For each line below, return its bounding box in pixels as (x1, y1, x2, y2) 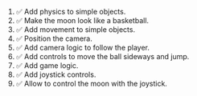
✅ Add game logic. (15, 61, 79, 70)
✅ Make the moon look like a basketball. (15, 16, 150, 25)
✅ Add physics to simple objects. (15, 7, 126, 16)
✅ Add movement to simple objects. (15, 25, 135, 34)
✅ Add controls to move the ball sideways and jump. (15, 52, 190, 61)
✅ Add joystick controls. (15, 70, 96, 79)
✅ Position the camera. (15, 34, 92, 43)
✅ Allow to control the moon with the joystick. (15, 79, 167, 88)
